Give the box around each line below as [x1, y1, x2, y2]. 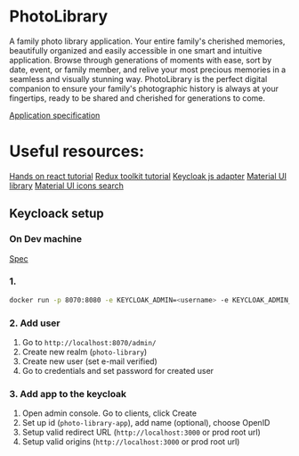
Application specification [9, 110, 101, 120]
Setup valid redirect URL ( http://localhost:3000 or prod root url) [21, 427, 261, 438]
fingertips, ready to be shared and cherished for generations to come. [9, 92, 265, 104]
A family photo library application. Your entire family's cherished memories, [9, 36, 286, 46]
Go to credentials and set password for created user [21, 366, 214, 377]
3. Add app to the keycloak [9, 387, 127, 400]
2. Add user [9, 317, 61, 329]
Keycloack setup [9, 206, 104, 221]
